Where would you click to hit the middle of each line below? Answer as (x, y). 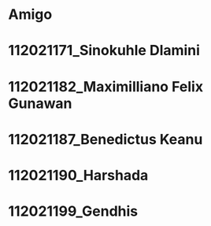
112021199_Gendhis (73, 211)
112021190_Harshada (78, 175)
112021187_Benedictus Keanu (105, 139)
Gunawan (40, 103)
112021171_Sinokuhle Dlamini (104, 51)
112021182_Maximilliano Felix (105, 86)
